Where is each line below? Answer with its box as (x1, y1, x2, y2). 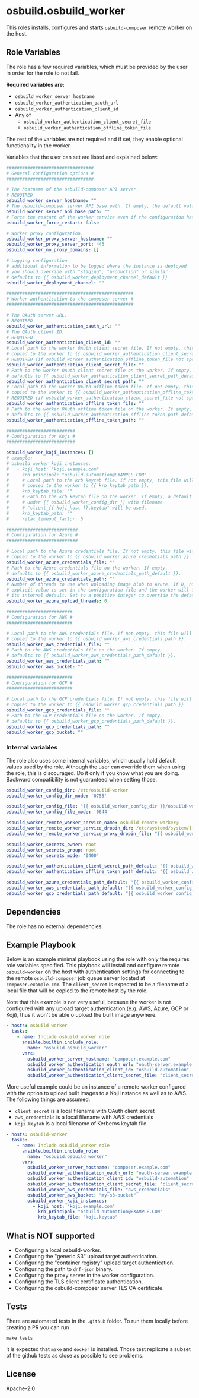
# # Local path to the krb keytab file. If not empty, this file (6, 477, 182, 483)
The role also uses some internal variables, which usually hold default (6, 757, 176, 764)
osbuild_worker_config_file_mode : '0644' (6, 809, 110, 815)
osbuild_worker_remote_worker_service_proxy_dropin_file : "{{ (6, 830, 163, 837)
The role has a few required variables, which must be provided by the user (6, 63, 188, 70)
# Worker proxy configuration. (6, 230, 84, 236)
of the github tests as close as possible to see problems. (6, 1352, 144, 1359)
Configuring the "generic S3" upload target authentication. (14, 1252, 158, 1260)
